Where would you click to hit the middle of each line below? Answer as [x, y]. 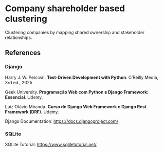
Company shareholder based [65, 9]
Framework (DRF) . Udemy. [32, 112]
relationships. [19, 38]
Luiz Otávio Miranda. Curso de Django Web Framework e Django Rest [76, 106]
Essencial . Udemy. [24, 97]
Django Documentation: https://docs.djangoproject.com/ [62, 121]
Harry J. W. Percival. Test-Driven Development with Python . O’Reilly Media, [82, 77]
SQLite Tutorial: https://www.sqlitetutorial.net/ [51, 144]
